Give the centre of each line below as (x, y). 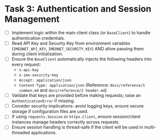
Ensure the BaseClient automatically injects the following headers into (81, 59)
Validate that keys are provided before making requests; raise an (76, 95)
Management (32, 19)
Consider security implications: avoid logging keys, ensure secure (78, 106)
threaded (21, 133)
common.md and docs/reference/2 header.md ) (63, 90)
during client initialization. (37, 54)
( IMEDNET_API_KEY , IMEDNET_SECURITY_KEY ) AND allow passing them (78, 49)
